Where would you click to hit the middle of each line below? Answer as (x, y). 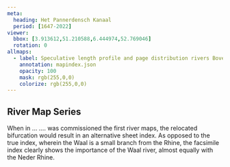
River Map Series (44, 112)
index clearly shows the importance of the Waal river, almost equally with (110, 150)
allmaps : (20, 52)
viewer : (18, 33)
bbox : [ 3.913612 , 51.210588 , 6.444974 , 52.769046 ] (82, 39)
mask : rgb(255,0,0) (47, 77)
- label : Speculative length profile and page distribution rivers (112, 58)
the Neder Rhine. (31, 157)
